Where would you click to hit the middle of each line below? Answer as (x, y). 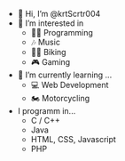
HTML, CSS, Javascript (74, 139)
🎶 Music (45, 42)
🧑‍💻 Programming (62, 32)
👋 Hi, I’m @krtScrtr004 (59, 14)
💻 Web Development (70, 85)
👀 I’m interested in (51, 23)
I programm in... (47, 111)
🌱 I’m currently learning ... (65, 75)
